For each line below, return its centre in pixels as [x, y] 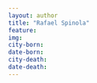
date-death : [28, 67]
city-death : [28, 60]
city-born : [26, 45]
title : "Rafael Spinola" [49, 23]
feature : [22, 30]
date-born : [26, 52]
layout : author [33, 15]
